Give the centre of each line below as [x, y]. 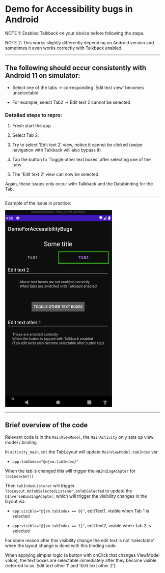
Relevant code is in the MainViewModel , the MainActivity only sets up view [79, 437]
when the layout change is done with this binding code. [61, 545]
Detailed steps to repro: [34, 115]
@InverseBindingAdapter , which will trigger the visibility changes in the [76, 496]
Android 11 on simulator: [43, 75]
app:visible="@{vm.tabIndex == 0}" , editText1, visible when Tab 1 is [81, 511]
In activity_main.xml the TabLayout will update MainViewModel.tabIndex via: [82, 452]
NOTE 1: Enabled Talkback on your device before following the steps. [75, 33]
